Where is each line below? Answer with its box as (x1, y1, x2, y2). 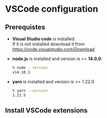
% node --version (12, 65, 48, 70)
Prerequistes (5, 23, 46, 31)
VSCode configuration (5, 3, 98, 15)
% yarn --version (12, 88, 48, 93)
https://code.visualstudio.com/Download (12, 47, 95, 52)
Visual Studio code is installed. (12, 36, 76, 42)
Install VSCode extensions (5, 106, 88, 115)
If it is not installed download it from (12, 41, 85, 47)
